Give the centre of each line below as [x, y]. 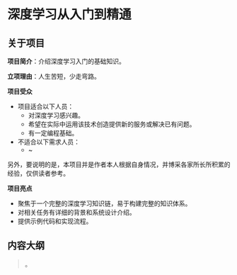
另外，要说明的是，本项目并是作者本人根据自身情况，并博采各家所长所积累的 [119, 164]
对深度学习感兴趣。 [56, 115]
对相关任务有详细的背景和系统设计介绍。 [76, 212]
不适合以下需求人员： [48, 142]
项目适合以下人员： [46, 106]
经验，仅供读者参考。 [38, 173]
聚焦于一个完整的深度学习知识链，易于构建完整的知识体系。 [104, 203]
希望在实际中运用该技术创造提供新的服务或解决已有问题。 [112, 124]
